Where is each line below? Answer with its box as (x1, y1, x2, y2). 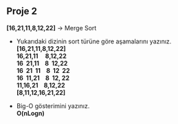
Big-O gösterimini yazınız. (16, 101, 90, 110)
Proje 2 (6, 6, 37, 17)
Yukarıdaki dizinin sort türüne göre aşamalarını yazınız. (16, 37, 172, 45)
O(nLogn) (16, 109, 45, 117)
